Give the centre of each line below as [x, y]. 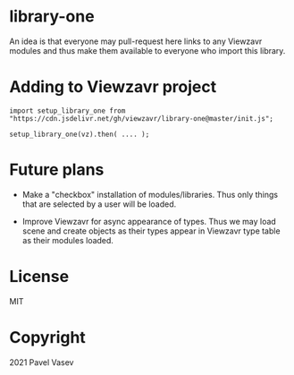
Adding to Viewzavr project [113, 87]
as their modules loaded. [68, 240]
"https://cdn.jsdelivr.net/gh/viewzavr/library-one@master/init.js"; [142, 118]
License [39, 277]
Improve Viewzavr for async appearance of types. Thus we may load [149, 221]
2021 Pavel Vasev [42, 362]
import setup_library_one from [67, 111]
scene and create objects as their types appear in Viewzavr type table [151, 231]
